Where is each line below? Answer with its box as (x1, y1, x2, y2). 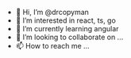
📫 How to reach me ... (15, 42, 90, 50)
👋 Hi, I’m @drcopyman (15, 8, 90, 16)
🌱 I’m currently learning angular (15, 24, 119, 33)
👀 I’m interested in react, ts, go (15, 16, 117, 25)
